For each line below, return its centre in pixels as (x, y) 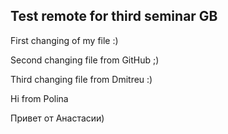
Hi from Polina (39, 98)
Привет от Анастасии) (57, 118)
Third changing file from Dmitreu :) (81, 79)
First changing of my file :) (64, 40)
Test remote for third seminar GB (114, 16)
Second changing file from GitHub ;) (85, 60)
